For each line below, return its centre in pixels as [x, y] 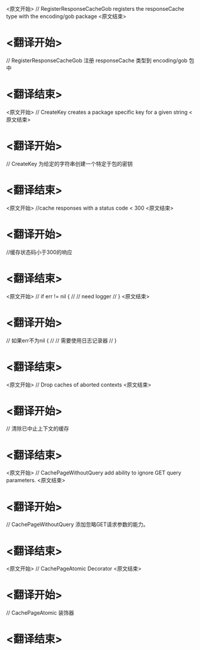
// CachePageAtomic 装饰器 [40, 613]
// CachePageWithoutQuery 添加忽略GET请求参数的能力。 [78, 524]
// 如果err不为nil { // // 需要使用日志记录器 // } [61, 340]
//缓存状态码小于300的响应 [39, 252]
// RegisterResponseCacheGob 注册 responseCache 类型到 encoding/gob [97, 60]
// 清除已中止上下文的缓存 [38, 429]
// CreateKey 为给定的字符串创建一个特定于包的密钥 [70, 164]
